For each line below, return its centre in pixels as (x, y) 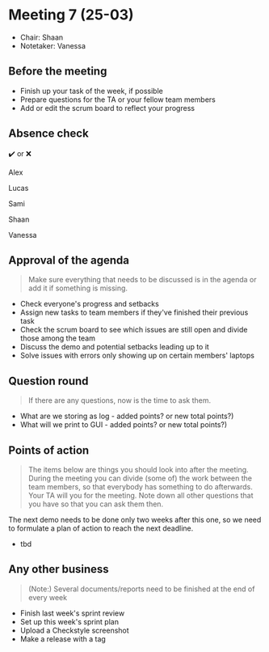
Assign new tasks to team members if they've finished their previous (134, 312)
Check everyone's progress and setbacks (89, 304)
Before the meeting (58, 72)
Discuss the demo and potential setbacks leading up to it (115, 347)
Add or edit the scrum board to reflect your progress (107, 108)
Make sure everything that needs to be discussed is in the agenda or (142, 280)
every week (47, 597)
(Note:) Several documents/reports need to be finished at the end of (141, 589)
